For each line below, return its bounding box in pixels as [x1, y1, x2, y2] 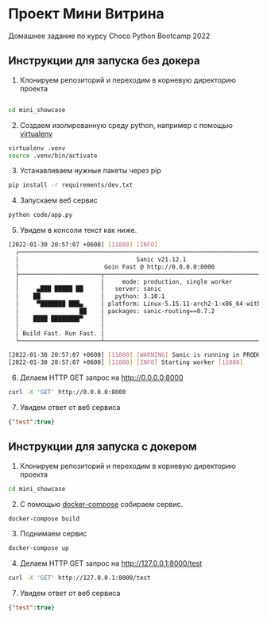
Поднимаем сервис [19, 529, 87, 539]
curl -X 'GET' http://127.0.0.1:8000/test [8, 574, 151, 582]
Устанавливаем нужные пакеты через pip [19, 166, 161, 176]
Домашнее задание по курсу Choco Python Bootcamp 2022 [8, 31, 211, 41]
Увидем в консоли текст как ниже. [19, 226, 137, 235]
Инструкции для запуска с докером [8, 440, 197, 454]
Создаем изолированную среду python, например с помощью [19, 120, 233, 130]
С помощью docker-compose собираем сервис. [19, 499, 184, 509]
